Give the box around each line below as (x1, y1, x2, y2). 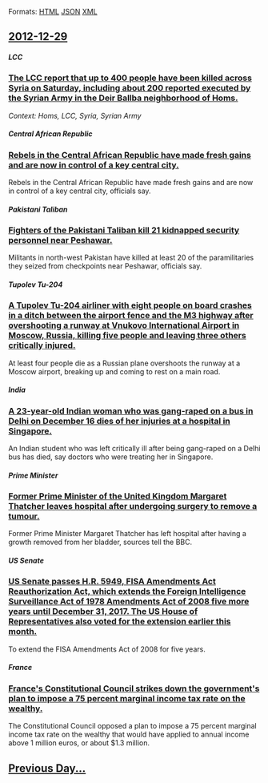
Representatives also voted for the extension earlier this (8, 616, 231, 628)
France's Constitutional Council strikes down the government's (8, 683, 260, 694)
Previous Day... (8, 761, 86, 775)
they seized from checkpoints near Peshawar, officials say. (8, 261, 202, 271)
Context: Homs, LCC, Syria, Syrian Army (8, 111, 142, 120)
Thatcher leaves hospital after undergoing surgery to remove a (8, 501, 258, 512)
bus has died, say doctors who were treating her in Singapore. (8, 452, 214, 462)
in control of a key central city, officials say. (8, 186, 151, 196)
